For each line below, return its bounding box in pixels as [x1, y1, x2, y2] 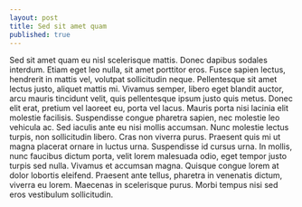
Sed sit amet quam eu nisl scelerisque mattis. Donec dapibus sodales [9, 55, 269, 66]
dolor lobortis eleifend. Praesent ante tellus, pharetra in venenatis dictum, [9, 170, 283, 181]
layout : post [9, 13, 59, 23]
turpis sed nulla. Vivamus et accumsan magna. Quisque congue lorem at [9, 160, 279, 172]
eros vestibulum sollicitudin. [9, 189, 114, 200]
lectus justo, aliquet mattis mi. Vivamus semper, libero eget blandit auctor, [9, 83, 285, 95]
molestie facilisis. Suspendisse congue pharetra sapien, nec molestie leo [9, 112, 280, 123]
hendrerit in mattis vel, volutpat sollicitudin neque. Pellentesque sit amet [9, 74, 278, 85]
